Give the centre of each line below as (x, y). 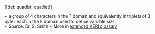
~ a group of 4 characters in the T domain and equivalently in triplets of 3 (77, 16)
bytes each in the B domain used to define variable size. (60, 21)
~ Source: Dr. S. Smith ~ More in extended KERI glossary (61, 26)
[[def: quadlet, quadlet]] (28, 7)
